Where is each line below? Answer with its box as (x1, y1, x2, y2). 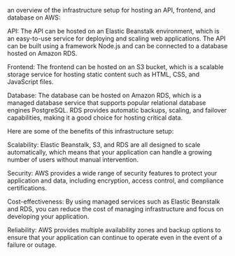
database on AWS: (7, 13, 61, 22)
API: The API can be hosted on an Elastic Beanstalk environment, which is (7, 27, 220, 35)
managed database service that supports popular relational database (7, 99, 206, 107)
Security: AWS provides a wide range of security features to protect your (7, 169, 218, 177)
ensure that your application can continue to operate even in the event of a (7, 234, 222, 241)
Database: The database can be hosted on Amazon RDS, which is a (7, 91, 201, 99)
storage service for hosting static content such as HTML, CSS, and (7, 70, 200, 78)
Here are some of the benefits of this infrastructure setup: (7, 127, 174, 135)
